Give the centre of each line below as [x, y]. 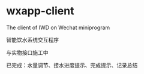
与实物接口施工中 [27, 53]
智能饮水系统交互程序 [32, 39]
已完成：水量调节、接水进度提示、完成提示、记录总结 [72, 65]
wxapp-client [40, 11]
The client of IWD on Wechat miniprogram [58, 27]
